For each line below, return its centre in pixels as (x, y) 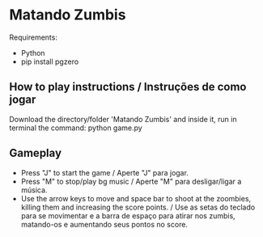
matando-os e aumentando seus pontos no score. (104, 224)
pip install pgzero (50, 61)
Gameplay (36, 153)
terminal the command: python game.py (76, 128)
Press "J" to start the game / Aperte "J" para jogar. (105, 172)
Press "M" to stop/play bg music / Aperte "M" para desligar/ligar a (131, 181)
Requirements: (33, 37)
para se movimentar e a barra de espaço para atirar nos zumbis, (128, 215)
